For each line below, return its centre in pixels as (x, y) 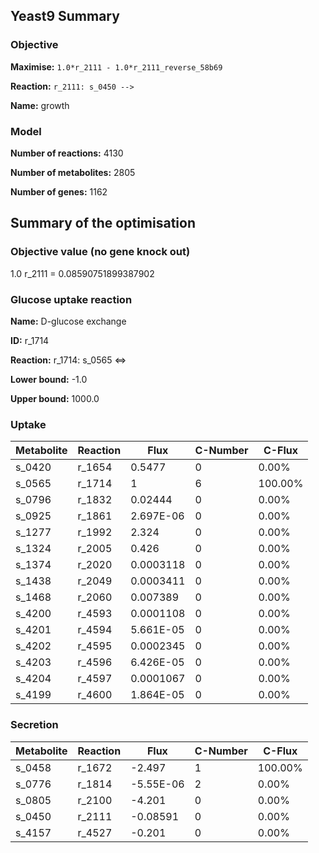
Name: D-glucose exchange (68, 321)
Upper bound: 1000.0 (55, 398)
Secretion (34, 725)
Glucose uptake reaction (71, 299)
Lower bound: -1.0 (49, 379)
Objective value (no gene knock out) (100, 252)
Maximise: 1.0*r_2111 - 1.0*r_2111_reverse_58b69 (116, 66)
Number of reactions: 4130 (67, 153)
